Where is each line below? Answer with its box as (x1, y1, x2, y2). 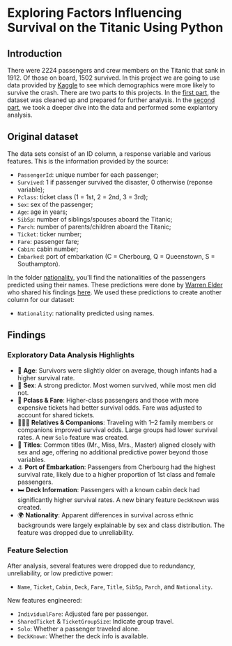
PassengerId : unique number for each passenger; (17, 170, 159, 179)
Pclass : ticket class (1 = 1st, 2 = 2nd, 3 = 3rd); (17, 192, 148, 201)
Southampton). (17, 259, 61, 268)
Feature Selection (7, 545, 68, 555)
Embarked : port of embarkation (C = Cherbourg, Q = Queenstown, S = (17, 252, 215, 260)
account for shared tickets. (17, 410, 95, 419)
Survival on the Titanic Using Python (7, 20, 224, 36)
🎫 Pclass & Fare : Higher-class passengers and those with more (17, 396, 199, 404)
